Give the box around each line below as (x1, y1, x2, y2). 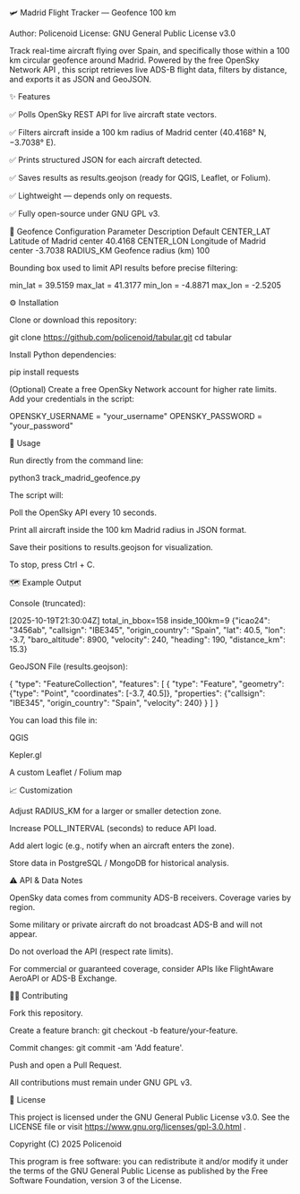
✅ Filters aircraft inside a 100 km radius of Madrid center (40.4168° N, (9, 127, 267, 137)
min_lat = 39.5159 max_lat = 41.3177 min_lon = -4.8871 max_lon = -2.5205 (9, 280, 282, 290)
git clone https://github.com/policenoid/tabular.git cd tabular (9, 332, 233, 342)
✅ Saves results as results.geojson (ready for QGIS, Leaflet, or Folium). (9, 173, 271, 183)
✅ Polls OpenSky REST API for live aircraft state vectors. (9, 109, 218, 119)
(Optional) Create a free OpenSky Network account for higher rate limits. (9, 384, 278, 394)
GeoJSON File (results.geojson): (9, 661, 128, 672)
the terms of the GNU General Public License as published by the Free (9, 1165, 269, 1176)
